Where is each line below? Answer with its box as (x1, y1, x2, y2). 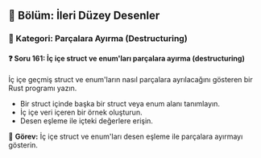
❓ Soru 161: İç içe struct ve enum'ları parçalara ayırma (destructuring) (8, 53, 246, 63)
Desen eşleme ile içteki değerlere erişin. (19, 115, 153, 126)
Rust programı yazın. (8, 83, 77, 93)
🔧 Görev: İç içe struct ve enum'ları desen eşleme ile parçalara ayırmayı (8, 131, 243, 141)
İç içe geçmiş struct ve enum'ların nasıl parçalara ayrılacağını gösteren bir (8, 74, 254, 84)
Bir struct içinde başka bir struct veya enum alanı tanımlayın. (19, 98, 220, 108)
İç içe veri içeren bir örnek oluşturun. (19, 107, 143, 117)
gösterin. (8, 139, 39, 150)
